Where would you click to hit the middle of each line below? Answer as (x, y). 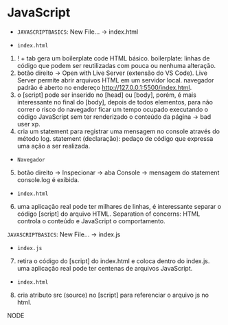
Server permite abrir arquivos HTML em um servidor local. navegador (115, 80)
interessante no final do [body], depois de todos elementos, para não (115, 102)
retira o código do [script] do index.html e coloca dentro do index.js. (113, 261)
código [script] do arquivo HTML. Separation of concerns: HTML (109, 214)
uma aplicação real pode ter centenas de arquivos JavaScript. (105, 268)
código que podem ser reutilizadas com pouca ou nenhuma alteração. (116, 65)
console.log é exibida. (48, 179)
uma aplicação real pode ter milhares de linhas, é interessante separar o (119, 206)
